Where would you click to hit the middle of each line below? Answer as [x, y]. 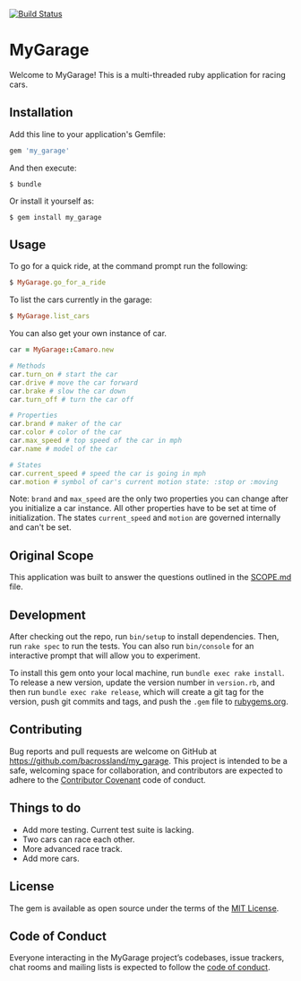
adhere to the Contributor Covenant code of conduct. [107, 779]
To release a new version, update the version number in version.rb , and [142, 682]
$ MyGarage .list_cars [50, 317]
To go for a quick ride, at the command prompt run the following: [129, 266]
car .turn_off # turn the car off [72, 399]
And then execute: [43, 168]
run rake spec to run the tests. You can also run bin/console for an [132, 647]
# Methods [28, 366]
